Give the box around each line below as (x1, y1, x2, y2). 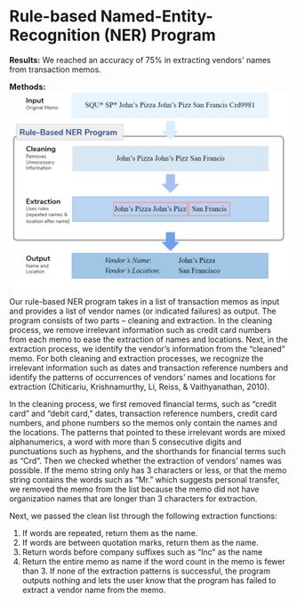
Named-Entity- (100, 6, 213, 27)
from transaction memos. (9, 64, 102, 75)
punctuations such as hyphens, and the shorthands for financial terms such (9, 445, 286, 456)
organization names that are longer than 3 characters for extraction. (9, 492, 258, 504)
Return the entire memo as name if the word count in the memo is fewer (21, 556, 286, 566)
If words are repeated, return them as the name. (21, 527, 198, 538)
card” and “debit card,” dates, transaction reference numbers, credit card (9, 408, 277, 419)
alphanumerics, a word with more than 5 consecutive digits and (9, 436, 242, 447)
